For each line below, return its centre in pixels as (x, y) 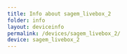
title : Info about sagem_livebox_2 (59, 14)
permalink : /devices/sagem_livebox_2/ (64, 33)
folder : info (26, 20)
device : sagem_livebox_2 (44, 40)
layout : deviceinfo (36, 27)
